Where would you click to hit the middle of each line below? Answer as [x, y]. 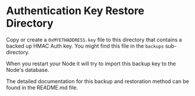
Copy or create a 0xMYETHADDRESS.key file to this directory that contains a [94, 39]
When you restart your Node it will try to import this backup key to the [91, 64]
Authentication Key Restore [75, 11]
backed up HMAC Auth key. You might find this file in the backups [85, 46]
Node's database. [28, 69]
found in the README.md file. [42, 87]
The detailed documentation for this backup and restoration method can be [98, 81]
